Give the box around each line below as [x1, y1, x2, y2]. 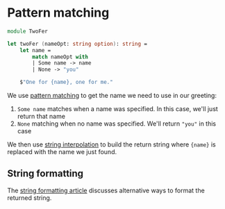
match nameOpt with [32, 53, 89, 60]
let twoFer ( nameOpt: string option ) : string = [7, 40, 148, 47]
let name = [19, 47, 51, 53]
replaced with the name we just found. [7, 148, 117, 156]
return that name [17, 112, 66, 121]
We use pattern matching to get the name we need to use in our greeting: [7, 92, 217, 100]
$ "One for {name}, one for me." [19, 78, 113, 86]
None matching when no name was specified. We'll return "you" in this [17, 119, 217, 128]
